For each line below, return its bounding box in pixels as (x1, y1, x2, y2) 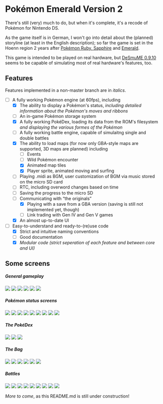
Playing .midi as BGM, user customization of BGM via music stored (19, 174, 155, 180)
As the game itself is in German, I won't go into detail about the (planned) (5, 35, 154, 40)
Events (27, 151, 41, 157)
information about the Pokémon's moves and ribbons (19, 108, 128, 114)
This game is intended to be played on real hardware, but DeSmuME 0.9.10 (5, 54, 157, 60)
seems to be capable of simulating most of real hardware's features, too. (5, 60, 153, 66)
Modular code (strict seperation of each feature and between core (19, 240, 155, 245)
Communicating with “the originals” (19, 195, 92, 201)
